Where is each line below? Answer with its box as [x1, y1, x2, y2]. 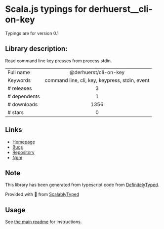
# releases [7, 85, 32, 92]
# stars [7, 109, 24, 115]
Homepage [12, 139, 36, 145]
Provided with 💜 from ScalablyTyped [5, 191, 80, 197]
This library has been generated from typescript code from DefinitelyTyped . [5, 182, 160, 188]
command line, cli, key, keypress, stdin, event [44, 76, 150, 83]
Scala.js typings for [5, 3, 87, 15]
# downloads [7, 101, 38, 108]
